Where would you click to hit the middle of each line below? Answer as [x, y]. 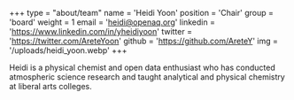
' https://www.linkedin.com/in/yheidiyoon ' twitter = [101, 31]
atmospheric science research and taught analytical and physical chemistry [147, 77]
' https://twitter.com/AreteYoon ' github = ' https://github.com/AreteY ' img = [144, 41]
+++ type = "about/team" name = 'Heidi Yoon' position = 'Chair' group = [142, 13]
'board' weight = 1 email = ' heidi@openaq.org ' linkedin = [112, 22]
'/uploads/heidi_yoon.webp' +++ [68, 50]
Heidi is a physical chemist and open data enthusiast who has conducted [143, 67]
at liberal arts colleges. [50, 86]
